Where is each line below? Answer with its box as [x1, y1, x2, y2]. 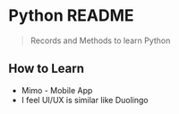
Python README [8, 5, 135, 26]
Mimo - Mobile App [21, 84, 93, 95]
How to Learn [8, 61, 85, 76]
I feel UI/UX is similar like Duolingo [21, 94, 149, 105]
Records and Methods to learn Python [30, 35, 171, 46]
